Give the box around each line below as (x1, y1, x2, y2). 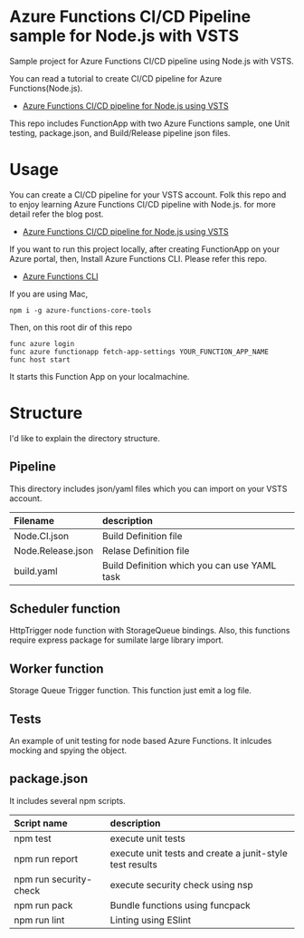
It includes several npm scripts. (9, 795, 127, 806)
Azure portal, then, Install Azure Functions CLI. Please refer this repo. (9, 253, 268, 264)
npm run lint (14, 914, 65, 926)
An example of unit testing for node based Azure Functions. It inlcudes (9, 736, 272, 747)
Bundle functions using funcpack (109, 899, 251, 912)
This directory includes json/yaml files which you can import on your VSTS (9, 483, 288, 494)
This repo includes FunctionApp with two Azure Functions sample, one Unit (9, 118, 290, 129)
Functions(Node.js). (9, 82, 83, 93)
